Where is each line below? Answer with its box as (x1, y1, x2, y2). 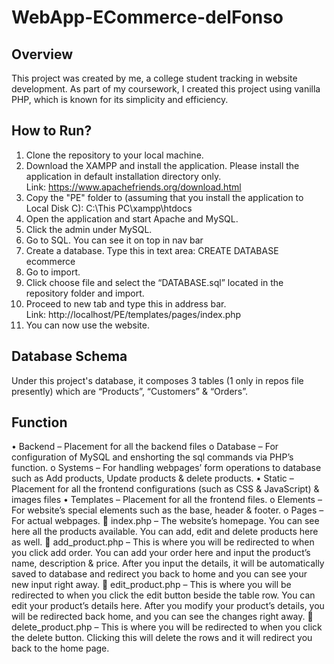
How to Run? (11, 122, 93, 140)
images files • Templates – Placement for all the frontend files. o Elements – (11, 494, 323, 506)
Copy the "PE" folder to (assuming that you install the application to (25, 191, 304, 203)
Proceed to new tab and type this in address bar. (25, 297, 227, 310)
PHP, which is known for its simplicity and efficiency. (11, 94, 229, 105)
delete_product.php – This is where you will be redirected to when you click (11, 621, 323, 633)
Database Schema (11, 348, 128, 365)
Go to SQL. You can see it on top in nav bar (25, 234, 204, 246)
